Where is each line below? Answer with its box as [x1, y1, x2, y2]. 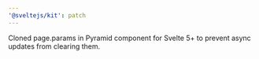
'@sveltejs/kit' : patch [8, 11, 87, 20]
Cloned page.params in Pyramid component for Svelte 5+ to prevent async [8, 33, 252, 42]
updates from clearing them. [8, 41, 101, 51]
